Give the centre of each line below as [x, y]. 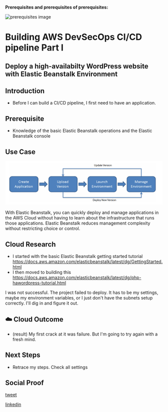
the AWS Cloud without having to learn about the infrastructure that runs [80, 218]
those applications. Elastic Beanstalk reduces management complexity [78, 223]
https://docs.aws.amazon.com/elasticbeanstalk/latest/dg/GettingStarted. [87, 261]
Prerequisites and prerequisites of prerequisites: [57, 7]
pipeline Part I [34, 48]
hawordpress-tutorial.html [39, 282]
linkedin [13, 404]
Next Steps [23, 355]
